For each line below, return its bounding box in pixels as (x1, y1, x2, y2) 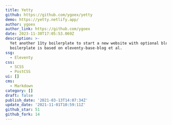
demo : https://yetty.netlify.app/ (5, 17, 79, 22)
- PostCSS (10, 69, 31, 74)
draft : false (5, 93, 33, 98)
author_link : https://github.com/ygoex (5, 27, 91, 32)
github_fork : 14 (5, 112, 40, 117)
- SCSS (10, 64, 24, 69)
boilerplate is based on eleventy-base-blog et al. (10, 45, 123, 51)
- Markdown (10, 83, 33, 88)
